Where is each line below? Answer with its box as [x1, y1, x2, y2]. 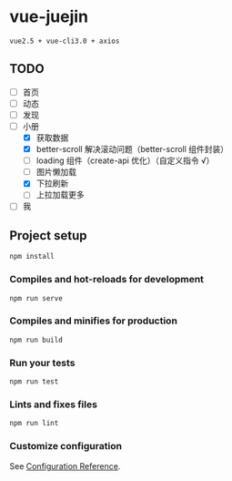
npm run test [9, 377, 59, 386]
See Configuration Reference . [9, 460, 121, 471]
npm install [9, 252, 55, 261]
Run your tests [9, 356, 76, 369]
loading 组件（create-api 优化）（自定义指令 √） [35, 155, 215, 166]
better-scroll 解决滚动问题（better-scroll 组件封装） [35, 144, 229, 155]
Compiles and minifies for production [9, 314, 177, 327]
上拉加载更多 [35, 189, 85, 200]
